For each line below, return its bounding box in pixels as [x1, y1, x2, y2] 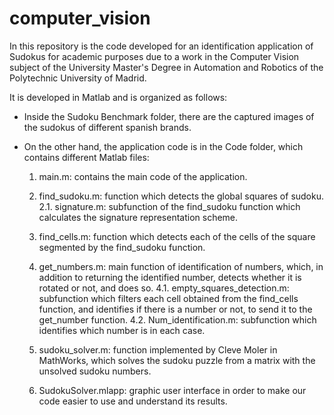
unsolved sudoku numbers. [38, 365, 152, 377]
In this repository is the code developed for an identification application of [9, 40, 314, 52]
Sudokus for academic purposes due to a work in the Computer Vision [9, 50, 300, 62]
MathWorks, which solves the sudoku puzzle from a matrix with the [38, 354, 316, 366]
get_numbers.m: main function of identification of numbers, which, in [38, 260, 324, 272]
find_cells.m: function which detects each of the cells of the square [38, 230, 316, 242]
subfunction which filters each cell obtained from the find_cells [38, 292, 299, 304]
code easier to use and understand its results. [38, 395, 228, 407]
